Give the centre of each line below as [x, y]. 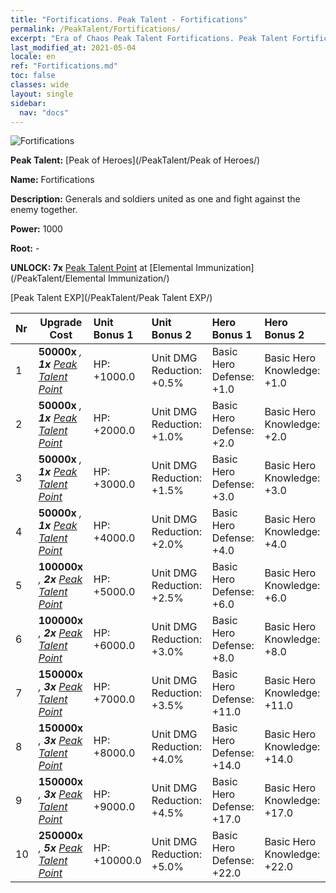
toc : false [33, 76]
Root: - [25, 248]
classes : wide [40, 85]
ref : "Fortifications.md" [64, 66]
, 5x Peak [60, 848]
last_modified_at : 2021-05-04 [73, 47]
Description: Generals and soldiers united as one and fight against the [155, 199]
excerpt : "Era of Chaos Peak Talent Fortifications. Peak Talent [149, 38]
